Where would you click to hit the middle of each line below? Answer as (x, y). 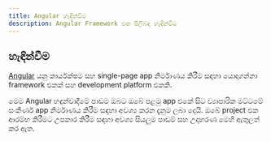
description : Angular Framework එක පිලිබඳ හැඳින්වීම (93, 23)
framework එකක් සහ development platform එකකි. (90, 85)
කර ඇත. (22, 128)
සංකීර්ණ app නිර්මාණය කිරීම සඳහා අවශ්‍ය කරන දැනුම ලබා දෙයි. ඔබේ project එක (133, 110)
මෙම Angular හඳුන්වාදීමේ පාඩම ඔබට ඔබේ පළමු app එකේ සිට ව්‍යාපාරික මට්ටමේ (136, 101)
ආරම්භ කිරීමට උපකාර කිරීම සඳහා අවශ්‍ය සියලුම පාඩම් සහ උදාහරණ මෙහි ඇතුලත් (134, 119)
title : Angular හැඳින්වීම (48, 16)
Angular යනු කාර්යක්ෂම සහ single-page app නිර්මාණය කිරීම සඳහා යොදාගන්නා (133, 76)
